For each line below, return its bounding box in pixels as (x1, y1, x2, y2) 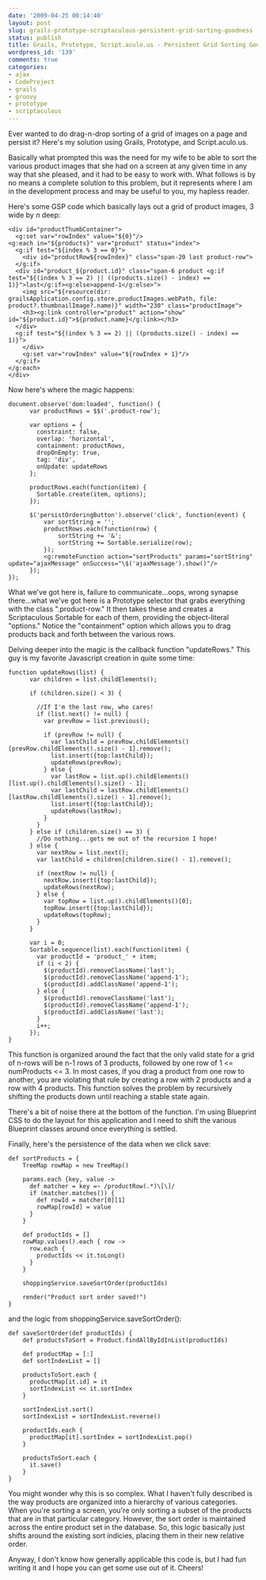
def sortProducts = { (8, 1155, 80, 1163)
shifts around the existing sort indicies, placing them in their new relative (8, 1531, 245, 1540)
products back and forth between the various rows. (8, 630, 176, 638)
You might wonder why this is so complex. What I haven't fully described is (8, 1489, 253, 1498)
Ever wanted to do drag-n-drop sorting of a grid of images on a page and (8, 129, 248, 139)
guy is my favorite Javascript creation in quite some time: (8, 653, 196, 662)
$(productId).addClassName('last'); (43, 1008, 165, 1016)
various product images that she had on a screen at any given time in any (8, 162, 248, 170)
